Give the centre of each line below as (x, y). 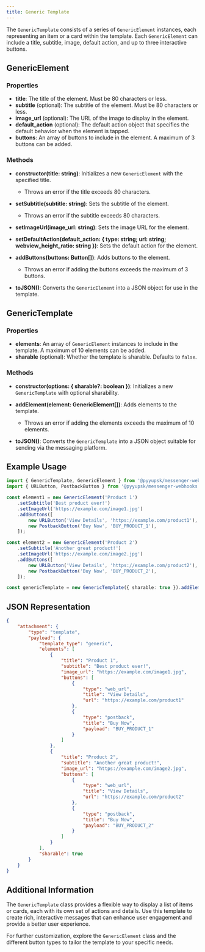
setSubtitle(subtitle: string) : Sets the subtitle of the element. (92, 203)
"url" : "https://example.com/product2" (133, 797)
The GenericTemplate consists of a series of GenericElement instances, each (101, 29)
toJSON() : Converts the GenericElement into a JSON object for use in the (106, 287)
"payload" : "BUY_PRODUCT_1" (118, 729)
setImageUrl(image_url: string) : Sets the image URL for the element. (102, 227)
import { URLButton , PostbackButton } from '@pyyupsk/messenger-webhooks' (103, 486)
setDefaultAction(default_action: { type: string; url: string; (91, 239)
